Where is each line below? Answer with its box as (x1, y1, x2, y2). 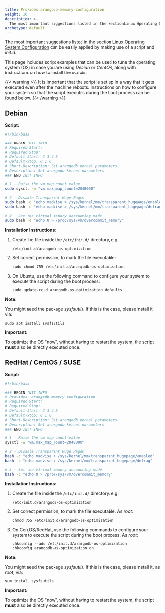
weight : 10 (5, 12, 27, 17)
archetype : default (5, 26, 45, 31)
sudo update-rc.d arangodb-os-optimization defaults (12, 288, 123, 292)
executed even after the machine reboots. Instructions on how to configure (5, 84, 157, 90)
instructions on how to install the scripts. (5, 70, 87, 75)
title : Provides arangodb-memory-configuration (5, 7, 105, 12)
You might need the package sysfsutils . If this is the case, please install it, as (5, 564, 160, 570)
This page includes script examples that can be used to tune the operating (5, 59, 156, 65)
